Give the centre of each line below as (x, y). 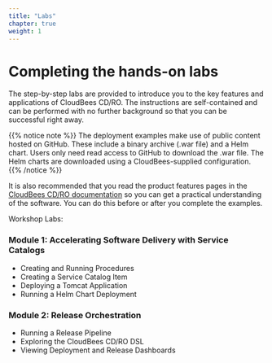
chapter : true (33, 24)
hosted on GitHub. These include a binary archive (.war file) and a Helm (129, 144)
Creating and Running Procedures (77, 268)
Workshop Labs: (36, 219)
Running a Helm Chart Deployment (78, 294)
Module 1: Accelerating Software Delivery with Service (118, 240)
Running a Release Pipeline (66, 332)
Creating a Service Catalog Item (74, 277)
